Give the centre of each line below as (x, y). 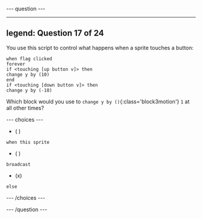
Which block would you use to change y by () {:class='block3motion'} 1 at (98, 101)
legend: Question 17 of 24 (55, 33)
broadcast (19, 164)
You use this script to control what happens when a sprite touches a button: (100, 48)
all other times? (25, 108)
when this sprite (28, 142)
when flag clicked (29, 59)
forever (16, 64)
